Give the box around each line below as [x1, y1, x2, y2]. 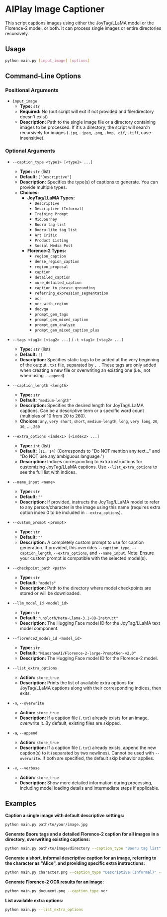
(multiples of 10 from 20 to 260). [19, 413, 86, 418]
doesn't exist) [19, 114, 48, 120]
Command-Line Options [5, 72, 81, 81]
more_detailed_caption [34, 280, 82, 285]
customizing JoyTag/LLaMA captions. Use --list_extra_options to [19, 464, 158, 470]
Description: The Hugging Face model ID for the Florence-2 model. [19, 655, 158, 661]
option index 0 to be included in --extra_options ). [19, 509, 122, 515]
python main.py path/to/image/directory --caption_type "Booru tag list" [5, 846, 162, 851]
